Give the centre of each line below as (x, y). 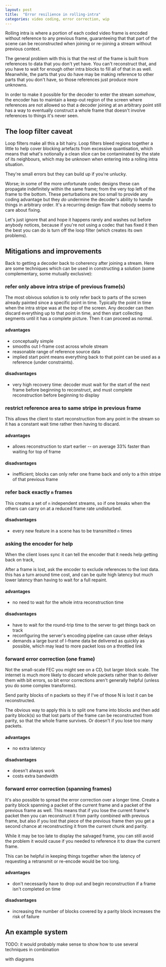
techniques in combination (32, 949)
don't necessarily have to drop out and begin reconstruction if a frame (84, 884)
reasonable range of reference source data (56, 351)
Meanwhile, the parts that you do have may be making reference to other (80, 75)
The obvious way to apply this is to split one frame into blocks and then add (82, 710)
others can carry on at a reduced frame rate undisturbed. (64, 508)
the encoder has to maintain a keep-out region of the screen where (74, 100)
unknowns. (16, 85)
